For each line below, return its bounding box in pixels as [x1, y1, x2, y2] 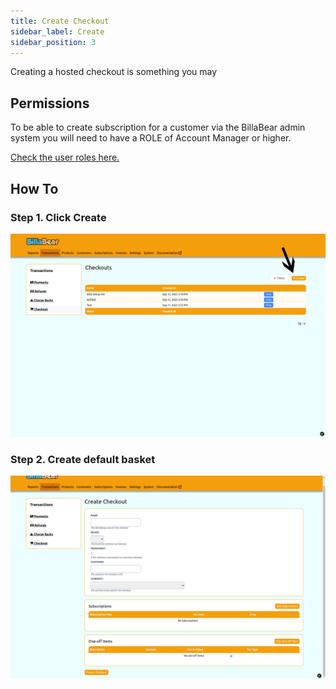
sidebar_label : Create [10, 26, 105, 37]
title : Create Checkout [10, 16, 110, 26]
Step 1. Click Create [10, 210, 107, 224]
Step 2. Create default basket [10, 452, 156, 466]
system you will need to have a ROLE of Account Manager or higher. [10, 132, 292, 144]
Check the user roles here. [10, 151, 120, 164]
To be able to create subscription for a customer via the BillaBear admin [10, 121, 306, 134]
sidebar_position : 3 [10, 37, 97, 47]
